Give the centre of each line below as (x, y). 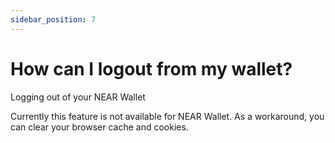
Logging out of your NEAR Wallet (78, 97)
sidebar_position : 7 (53, 19)
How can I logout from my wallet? (151, 68)
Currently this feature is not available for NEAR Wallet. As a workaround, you (167, 116)
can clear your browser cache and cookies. (99, 127)
